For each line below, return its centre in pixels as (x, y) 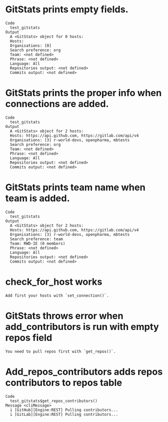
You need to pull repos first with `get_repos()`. (61, 351)
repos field (29, 337)
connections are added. (57, 104)
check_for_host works (54, 282)
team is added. (38, 198)
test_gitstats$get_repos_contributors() (54, 401)
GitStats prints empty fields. (67, 10)
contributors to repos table (64, 383)
